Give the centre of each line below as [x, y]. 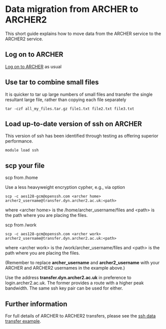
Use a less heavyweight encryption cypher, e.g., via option [65, 187]
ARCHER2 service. [24, 39]
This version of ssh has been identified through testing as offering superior [82, 136]
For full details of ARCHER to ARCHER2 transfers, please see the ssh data [81, 316]
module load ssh [22, 151]
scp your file [25, 165]
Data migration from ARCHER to [72, 9]
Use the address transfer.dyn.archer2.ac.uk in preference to [68, 278]
